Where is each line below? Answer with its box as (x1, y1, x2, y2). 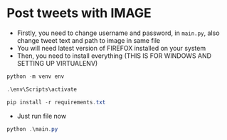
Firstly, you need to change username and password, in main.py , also (16, 29, 220, 37)
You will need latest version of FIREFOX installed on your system (16, 44, 206, 52)
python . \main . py (6, 125, 58, 133)
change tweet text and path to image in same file (16, 36, 161, 44)
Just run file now (16, 111, 67, 120)
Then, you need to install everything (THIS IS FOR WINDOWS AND (16, 51, 211, 60)
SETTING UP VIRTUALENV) (16, 59, 98, 67)
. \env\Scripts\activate (6, 86, 78, 93)
